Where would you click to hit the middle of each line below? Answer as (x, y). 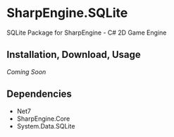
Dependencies (39, 94)
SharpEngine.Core (43, 119)
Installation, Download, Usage (74, 55)
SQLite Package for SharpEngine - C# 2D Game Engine (87, 32)
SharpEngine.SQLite (67, 13)
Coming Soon (26, 71)
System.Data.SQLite (46, 126)
